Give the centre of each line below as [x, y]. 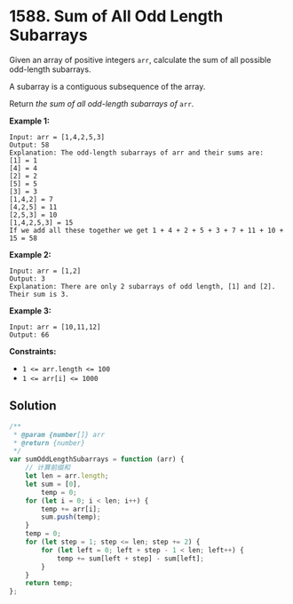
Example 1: [30, 121]
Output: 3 [28, 278]
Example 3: [30, 310]
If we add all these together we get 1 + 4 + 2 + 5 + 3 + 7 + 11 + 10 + [146, 230]
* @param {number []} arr [59, 434]
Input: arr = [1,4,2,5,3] [57, 137]
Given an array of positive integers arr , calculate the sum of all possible [140, 60]
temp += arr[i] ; [71, 509]
